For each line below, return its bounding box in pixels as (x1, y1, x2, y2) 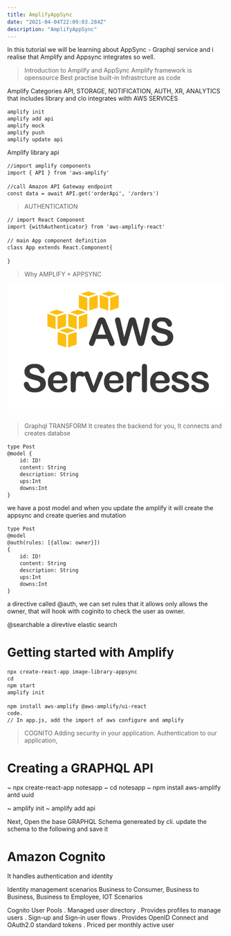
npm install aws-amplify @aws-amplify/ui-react (7, 702, 147, 710)
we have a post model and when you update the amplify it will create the (7, 503, 214, 512)
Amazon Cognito (7, 849, 106, 864)
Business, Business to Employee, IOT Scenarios (7, 892, 143, 901)
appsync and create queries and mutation (7, 511, 127, 519)
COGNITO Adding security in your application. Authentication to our (24, 729, 217, 737)
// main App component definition (7, 237, 107, 245)
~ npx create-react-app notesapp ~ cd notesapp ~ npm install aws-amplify (7, 783, 221, 792)
